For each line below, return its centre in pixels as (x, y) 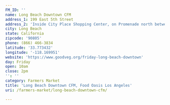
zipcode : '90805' (24, 39)
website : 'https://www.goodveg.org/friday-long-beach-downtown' (74, 57)
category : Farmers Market (32, 81)
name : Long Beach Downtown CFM (38, 15)
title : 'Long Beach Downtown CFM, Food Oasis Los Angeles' (69, 85)
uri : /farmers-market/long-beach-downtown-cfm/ (56, 90)
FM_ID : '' (16, 10)
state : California (25, 33)
